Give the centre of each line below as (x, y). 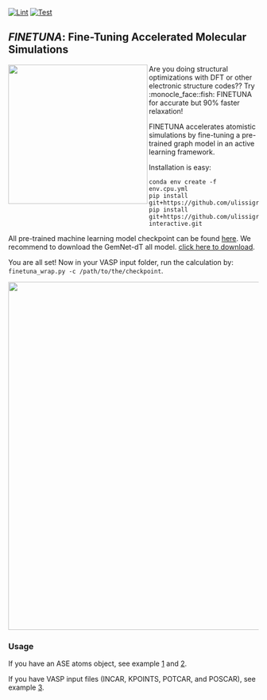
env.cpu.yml (168, 189)
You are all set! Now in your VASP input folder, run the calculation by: (121, 262)
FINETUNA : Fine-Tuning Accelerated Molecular (128, 37)
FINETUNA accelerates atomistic (202, 126)
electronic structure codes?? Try (202, 86)
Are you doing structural (189, 68)
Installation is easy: (180, 167)
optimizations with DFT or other (201, 77)
